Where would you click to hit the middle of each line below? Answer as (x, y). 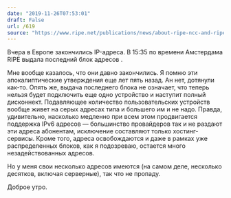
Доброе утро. (27, 187)
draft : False (26, 20)
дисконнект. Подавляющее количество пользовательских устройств (109, 102)
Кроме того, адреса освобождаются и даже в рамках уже (122, 139)
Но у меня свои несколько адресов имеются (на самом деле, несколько (114, 166)
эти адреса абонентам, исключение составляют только (89, 131)
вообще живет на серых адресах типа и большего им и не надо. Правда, (114, 109)
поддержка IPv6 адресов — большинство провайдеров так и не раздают (115, 124)
